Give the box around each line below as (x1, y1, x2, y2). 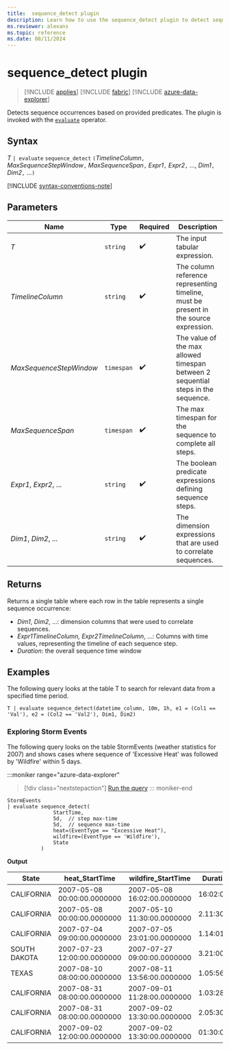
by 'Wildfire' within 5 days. (7, 757, 82, 765)
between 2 (176, 367, 211, 377)
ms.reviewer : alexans (7, 23, 69, 30)
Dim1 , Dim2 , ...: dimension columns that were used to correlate (16, 617, 194, 625)
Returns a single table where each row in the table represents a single (7, 596, 204, 605)
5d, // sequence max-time (53, 821, 130, 828)
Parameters (7, 202, 58, 213)
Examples (7, 666, 50, 678)
